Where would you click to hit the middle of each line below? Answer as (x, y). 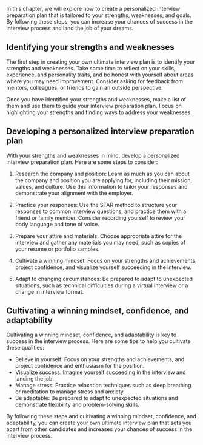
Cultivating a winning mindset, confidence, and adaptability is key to (92, 335)
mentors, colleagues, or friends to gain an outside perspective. (85, 87)
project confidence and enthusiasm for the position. (80, 366)
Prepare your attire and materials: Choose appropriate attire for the (98, 236)
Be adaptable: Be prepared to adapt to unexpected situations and (96, 398)
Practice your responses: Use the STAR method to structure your (96, 205)
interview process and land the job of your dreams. (70, 28)
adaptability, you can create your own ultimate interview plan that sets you (99, 423)
